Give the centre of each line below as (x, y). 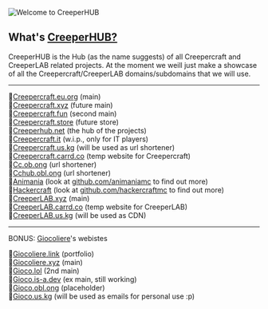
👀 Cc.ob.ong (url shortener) (53, 164)
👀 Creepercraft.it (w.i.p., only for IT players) (79, 139)
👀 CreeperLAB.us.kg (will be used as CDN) (77, 215)
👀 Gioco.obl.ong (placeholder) (57, 287)
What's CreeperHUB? (63, 37)
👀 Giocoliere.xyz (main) (46, 262)
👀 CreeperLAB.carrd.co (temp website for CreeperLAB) (98, 207)
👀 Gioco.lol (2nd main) (44, 271)
